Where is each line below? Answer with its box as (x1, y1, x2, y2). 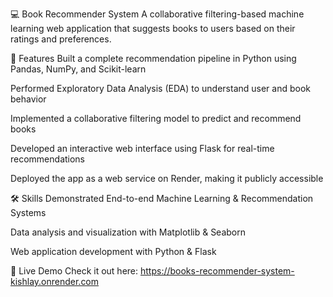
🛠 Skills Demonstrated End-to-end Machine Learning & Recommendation (10, 193, 314, 204)
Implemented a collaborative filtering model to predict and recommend (10, 113, 302, 124)
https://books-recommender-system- (139, 265, 295, 277)
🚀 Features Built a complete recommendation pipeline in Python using (10, 53, 297, 64)
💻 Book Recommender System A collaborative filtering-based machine (10, 8, 305, 20)
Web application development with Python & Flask (10, 246, 217, 257)
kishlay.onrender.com (10, 276, 100, 287)
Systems (10, 207, 47, 218)
